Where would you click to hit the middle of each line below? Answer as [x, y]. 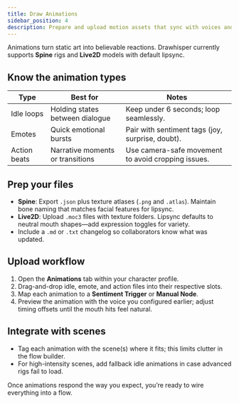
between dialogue [81, 118]
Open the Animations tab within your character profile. [98, 279]
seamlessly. [145, 118]
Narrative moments [83, 150]
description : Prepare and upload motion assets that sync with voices [114, 27]
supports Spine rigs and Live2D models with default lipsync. [96, 55]
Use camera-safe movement [174, 150]
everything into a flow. [40, 393]
